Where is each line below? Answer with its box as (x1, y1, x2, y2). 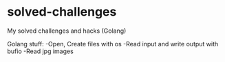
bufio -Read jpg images (7, 47, 74, 55)
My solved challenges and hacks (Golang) (7, 27, 127, 35)
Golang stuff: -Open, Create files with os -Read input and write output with (7, 40, 219, 48)
